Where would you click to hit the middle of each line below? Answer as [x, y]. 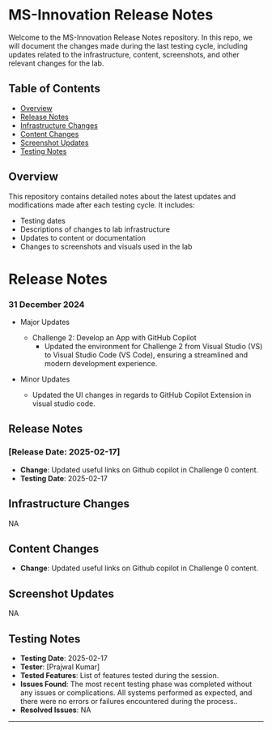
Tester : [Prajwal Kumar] [60, 667]
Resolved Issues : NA [55, 710]
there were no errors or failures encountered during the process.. [129, 701]
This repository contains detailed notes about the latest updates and [122, 196]
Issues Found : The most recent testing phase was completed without [136, 684]
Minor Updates [45, 379]
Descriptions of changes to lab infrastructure [95, 229]
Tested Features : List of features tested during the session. [119, 675]
